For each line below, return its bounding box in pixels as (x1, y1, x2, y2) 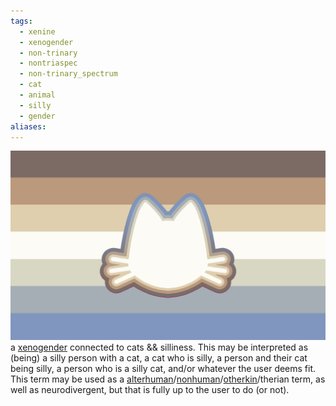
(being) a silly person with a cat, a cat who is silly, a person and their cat (10, 351, 308, 364)
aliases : (10, 121, 47, 132)
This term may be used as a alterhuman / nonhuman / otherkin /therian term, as (10, 373, 326, 385)
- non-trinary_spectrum (19, 69, 118, 79)
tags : (10, 16, 33, 26)
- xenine (19, 26, 56, 37)
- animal (19, 90, 56, 100)
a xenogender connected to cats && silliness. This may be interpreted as (10, 341, 309, 353)
